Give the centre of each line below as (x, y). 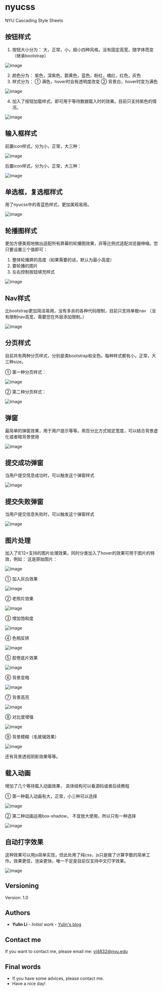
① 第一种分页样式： (26, 372)
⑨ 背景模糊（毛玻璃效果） (32, 737)
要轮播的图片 (25, 266)
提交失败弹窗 (24, 502)
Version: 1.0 (17, 897)
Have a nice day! (29, 983)
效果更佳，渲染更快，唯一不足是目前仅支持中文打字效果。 (71, 861)
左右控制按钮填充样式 (33, 272)
